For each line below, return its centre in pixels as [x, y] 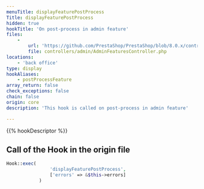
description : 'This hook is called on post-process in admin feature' [97, 108]
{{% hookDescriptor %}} [37, 131]
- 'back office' [38, 63]
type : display [24, 68]
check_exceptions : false [38, 91]
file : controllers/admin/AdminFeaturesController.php [97, 52]
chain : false [23, 97]
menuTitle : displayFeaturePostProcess [55, 12]
